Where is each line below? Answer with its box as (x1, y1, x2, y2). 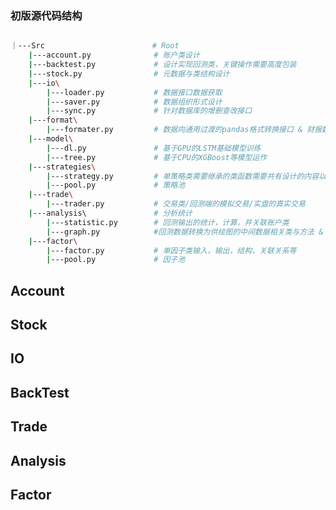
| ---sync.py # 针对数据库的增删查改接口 (46, 106, 253, 116)
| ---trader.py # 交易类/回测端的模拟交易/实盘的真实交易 (46, 199, 306, 209)
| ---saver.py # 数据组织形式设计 (46, 97, 223, 107)
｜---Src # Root (10, 41, 180, 51)
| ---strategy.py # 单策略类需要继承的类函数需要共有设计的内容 (46, 171, 320, 181)
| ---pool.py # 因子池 (46, 255, 186, 265)
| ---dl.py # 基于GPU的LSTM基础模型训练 (46, 143, 262, 153)
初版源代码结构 (10, 8, 83, 22)
